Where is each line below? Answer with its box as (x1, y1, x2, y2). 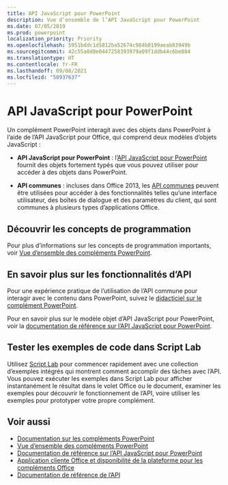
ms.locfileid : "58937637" (7, 73, 81, 81)
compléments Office (16, 463, 75, 471)
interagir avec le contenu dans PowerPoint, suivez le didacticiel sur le (7, 294, 203, 302)
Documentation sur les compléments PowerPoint (16, 434, 155, 443)
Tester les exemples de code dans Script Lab (7, 342, 201, 353)
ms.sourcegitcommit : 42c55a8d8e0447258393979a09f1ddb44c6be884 (7, 49, 191, 55)
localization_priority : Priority (7, 36, 102, 42)
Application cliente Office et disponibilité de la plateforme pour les (16, 456, 203, 464)
